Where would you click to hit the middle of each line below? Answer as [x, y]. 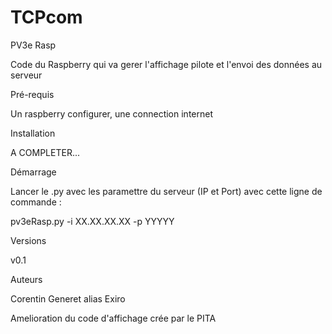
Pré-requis [32, 94]
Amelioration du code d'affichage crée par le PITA [113, 318]
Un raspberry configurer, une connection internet [111, 113]
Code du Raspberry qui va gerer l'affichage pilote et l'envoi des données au [166, 64]
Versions [28, 240]
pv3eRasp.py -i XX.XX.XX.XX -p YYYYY [92, 221]
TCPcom [46, 17]
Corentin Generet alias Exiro [68, 298]
